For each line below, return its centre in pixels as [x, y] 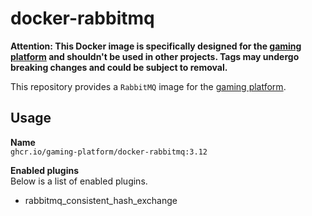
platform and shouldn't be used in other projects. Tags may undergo [155, 56]
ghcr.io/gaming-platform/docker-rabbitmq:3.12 [109, 152]
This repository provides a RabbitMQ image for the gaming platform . [148, 86]
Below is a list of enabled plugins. [79, 181]
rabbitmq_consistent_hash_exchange [101, 200]
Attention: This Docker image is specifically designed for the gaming [156, 46]
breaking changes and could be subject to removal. [119, 67]
